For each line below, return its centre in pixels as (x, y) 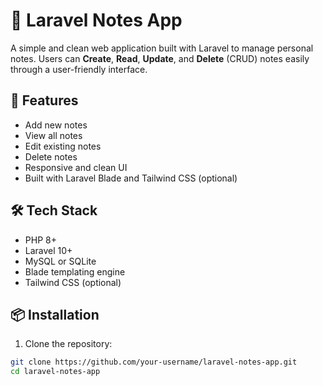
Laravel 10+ (48, 250)
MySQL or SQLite (60, 261)
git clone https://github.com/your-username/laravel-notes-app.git (154, 362)
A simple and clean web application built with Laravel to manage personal (162, 48)
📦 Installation (55, 314)
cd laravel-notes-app (55, 372)
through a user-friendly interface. (79, 69)
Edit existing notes (63, 146)
